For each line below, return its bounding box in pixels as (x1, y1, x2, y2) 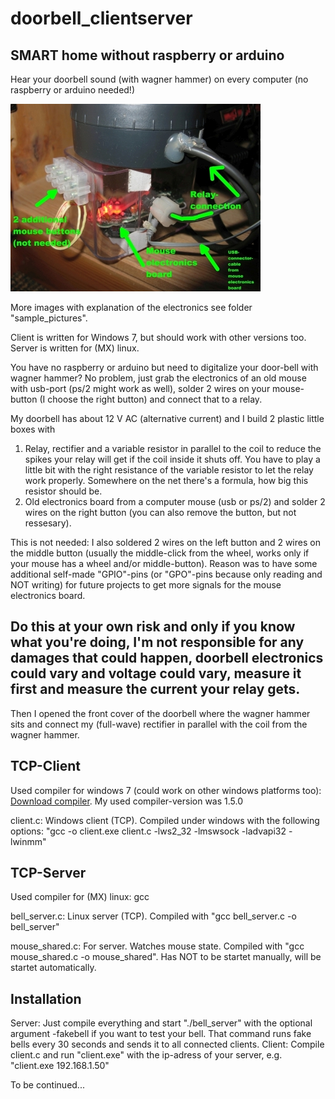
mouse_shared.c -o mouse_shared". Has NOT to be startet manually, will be (10, 951, 322, 963)
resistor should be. (24, 485, 103, 497)
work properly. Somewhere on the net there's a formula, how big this (24, 475, 309, 486)
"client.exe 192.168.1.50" (10, 1060, 110, 1072)
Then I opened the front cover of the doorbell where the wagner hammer (10, 707, 311, 719)
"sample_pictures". (10, 312, 88, 324)
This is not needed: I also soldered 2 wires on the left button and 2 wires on (10, 537, 321, 548)
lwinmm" (10, 835, 47, 847)
